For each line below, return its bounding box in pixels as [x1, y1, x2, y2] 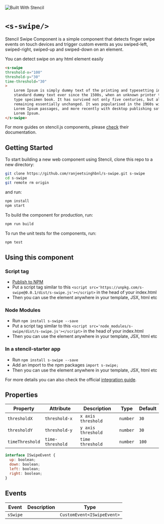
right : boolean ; [9, 471, 42, 476]
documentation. [5, 130, 37, 135]
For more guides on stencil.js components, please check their [5, 124, 129, 130]
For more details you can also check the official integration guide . [5, 376, 137, 382]
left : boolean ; [9, 467, 41, 472]
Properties [5, 391, 38, 399]
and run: [5, 189, 22, 195]
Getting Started [5, 143, 53, 152]
